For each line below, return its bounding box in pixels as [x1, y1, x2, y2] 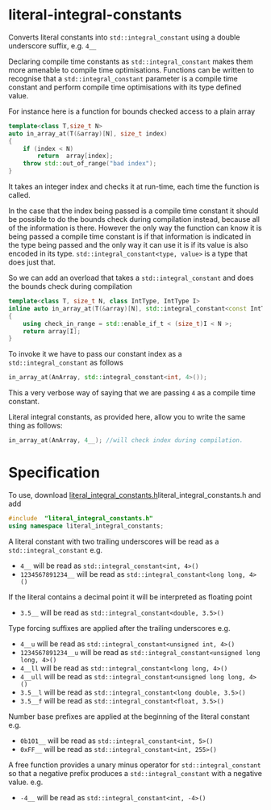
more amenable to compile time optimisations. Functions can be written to [8, 65, 255, 74]
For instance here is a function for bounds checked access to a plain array [8, 106, 256, 116]
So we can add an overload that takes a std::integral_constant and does [8, 273, 254, 283]
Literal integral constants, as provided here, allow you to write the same [8, 412, 246, 422]
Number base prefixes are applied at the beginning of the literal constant [8, 712, 250, 721]
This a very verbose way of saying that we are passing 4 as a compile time [8, 388, 256, 398]
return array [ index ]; [37, 152, 114, 161]
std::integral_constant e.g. [8, 545, 103, 554]
